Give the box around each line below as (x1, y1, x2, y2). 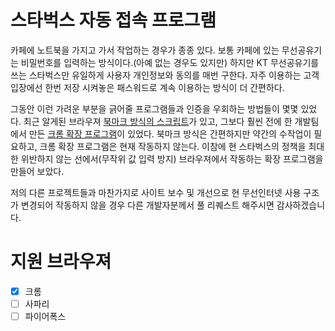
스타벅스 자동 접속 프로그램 (10, 9, 217, 32)
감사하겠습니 (276, 199, 326, 211)
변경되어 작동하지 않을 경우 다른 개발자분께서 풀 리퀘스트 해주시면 (20, 199, 275, 211)
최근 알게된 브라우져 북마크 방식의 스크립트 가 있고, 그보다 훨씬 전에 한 (23, 115, 293, 127)
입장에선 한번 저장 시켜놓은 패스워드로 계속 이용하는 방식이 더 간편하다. (10, 81, 285, 93)
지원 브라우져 (10, 251, 112, 273)
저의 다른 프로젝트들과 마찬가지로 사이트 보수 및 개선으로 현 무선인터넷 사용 (10, 186, 302, 198)
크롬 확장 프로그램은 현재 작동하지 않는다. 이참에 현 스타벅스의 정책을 (39, 140, 307, 152)
